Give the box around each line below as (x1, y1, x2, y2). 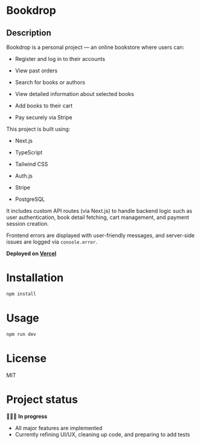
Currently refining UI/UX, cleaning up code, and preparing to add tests (14, 431, 190, 438)
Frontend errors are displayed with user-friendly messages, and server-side (6, 232, 195, 239)
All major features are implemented (14, 424, 103, 431)
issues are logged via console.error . (6, 238, 98, 245)
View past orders (14, 67, 58, 74)
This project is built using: (6, 125, 71, 133)
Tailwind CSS (14, 160, 48, 168)
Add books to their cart (14, 102, 73, 109)
